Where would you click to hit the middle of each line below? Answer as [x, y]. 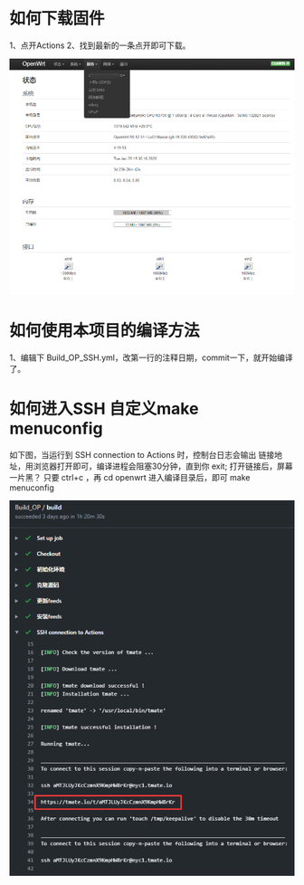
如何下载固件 [57, 19]
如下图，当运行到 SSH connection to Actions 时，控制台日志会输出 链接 [142, 455]
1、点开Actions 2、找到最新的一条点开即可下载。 [100, 45]
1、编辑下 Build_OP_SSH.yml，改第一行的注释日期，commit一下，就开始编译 [152, 357]
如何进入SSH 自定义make [104, 409]
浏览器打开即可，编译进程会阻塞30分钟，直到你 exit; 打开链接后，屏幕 [163, 466]
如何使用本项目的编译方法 [105, 331]
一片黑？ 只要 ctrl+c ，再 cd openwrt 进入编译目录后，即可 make [130, 478]
